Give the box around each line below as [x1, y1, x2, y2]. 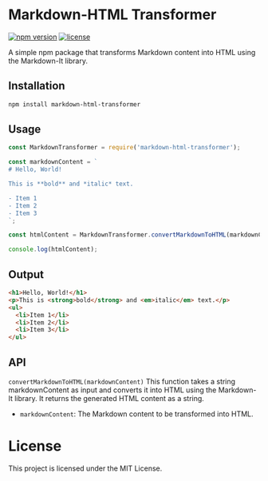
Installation [8, 79, 65, 93]
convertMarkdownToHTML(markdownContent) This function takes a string [8, 376, 236, 386]
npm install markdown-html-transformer [8, 100, 141, 109]
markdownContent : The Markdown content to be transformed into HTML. [19, 409, 254, 419]
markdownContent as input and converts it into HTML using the [8, 385, 217, 395]
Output [8, 268, 44, 281]
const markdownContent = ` [8, 158, 98, 166]
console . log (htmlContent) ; [8, 245, 98, 253]
